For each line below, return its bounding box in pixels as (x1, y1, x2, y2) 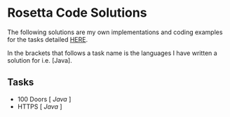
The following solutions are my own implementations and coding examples (7, 28, 223, 36)
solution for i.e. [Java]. (7, 56, 72, 64)
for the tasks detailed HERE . (7, 35, 88, 43)
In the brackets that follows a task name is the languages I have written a (7, 49, 217, 57)
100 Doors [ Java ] (17, 95, 72, 103)
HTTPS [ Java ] (17, 102, 62, 111)
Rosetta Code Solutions (7, 5, 147, 21)
